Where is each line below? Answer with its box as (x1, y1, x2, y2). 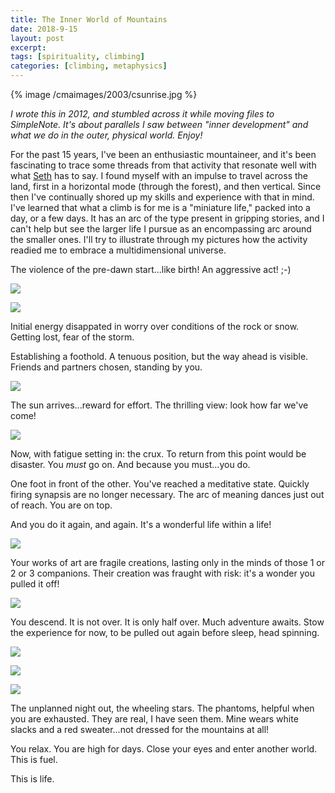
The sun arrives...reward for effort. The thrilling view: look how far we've (10, 399, 309, 411)
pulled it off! (10, 578, 60, 590)
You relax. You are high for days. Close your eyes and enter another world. (10, 743, 318, 755)
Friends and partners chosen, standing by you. (10, 361, 203, 373)
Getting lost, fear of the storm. (10, 331, 135, 343)
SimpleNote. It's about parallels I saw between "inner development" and (10, 119, 309, 130)
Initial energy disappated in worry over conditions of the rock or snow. (10, 321, 300, 332)
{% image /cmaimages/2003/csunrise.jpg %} (10, 89, 198, 100)
